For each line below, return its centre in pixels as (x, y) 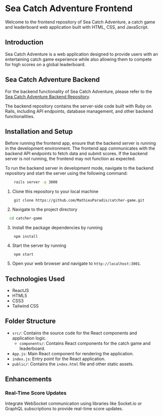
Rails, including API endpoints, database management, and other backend (79, 111)
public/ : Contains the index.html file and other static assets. (73, 364)
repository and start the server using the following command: (66, 173)
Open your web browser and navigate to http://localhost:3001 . (76, 263)
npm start (24, 255)
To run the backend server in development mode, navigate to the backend (79, 168)
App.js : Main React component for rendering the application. (73, 353)
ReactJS (20, 290)
